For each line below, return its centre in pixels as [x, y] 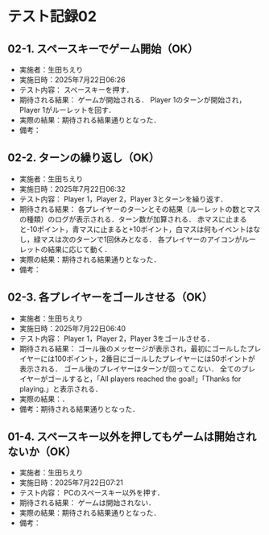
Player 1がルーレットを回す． [67, 110]
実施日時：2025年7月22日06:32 [72, 189]
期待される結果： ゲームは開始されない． [87, 503]
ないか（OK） [42, 452]
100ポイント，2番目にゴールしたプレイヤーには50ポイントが [155, 359]
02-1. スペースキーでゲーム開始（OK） [103, 49]
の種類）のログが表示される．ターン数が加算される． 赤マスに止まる [133, 219]
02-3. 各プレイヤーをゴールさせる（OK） [110, 298]
